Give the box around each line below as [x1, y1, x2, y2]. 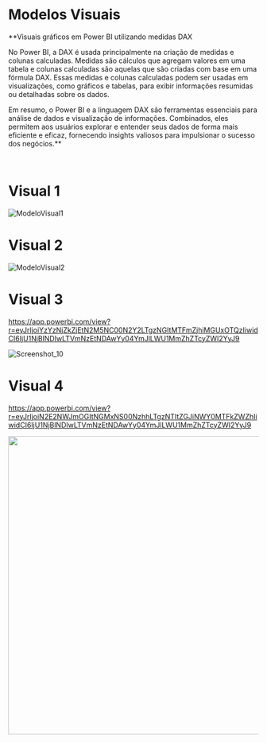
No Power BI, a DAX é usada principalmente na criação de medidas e [8, 47, 234, 56]
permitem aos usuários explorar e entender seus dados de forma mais [8, 122, 238, 131]
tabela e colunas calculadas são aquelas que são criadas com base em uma [8, 64, 257, 73]
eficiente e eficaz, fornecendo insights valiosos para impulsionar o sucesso [8, 130, 256, 140]
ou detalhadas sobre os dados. [8, 89, 110, 99]
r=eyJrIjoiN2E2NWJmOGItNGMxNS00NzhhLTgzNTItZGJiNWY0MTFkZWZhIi [8, 411, 257, 421]
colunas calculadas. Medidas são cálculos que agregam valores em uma [8, 56, 246, 65]
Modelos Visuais [8, 6, 121, 24]
